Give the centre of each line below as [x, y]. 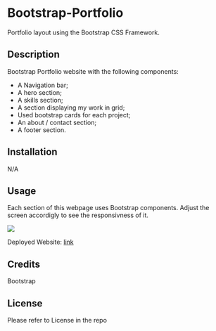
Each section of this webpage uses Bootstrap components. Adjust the [108, 208]
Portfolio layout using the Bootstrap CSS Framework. [84, 32]
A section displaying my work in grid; [71, 108]
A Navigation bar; [43, 85]
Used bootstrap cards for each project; [74, 115]
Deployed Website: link [40, 242]
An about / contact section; [57, 122]
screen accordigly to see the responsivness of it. [78, 215]
